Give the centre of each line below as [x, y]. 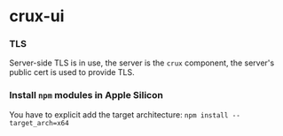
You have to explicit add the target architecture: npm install [119, 114]
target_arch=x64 [39, 123]
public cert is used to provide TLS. [72, 72]
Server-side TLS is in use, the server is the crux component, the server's [142, 63]
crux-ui [37, 16]
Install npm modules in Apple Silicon [86, 95]
